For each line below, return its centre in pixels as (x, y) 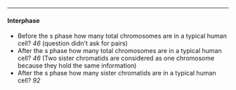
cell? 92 (29, 80)
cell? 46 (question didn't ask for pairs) (72, 43)
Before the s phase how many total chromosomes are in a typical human (122, 36)
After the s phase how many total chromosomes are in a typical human (120, 51)
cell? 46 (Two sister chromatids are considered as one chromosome (116, 58)
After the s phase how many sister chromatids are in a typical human (117, 73)
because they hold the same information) (77, 66)
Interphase (24, 20)
